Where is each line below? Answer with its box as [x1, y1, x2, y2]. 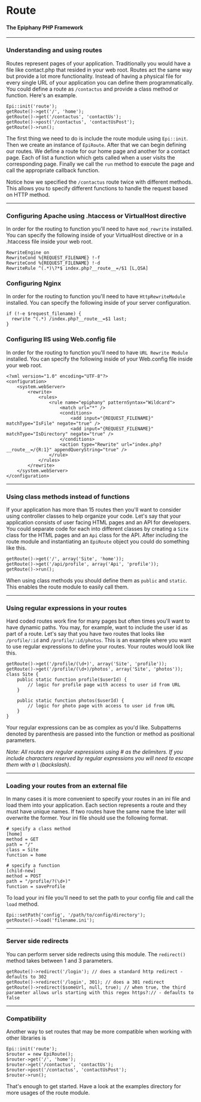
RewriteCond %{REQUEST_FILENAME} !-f [6, 254, 100, 261]
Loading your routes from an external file [6, 782, 127, 790]
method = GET [6, 836, 39, 843]
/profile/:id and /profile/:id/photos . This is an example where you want [6, 636, 191, 644]
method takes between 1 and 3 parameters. [6, 957, 114, 964]
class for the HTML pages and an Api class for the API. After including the [6, 532, 188, 539]
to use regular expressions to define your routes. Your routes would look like [6, 643, 194, 650]
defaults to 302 [6, 974, 47, 980]
